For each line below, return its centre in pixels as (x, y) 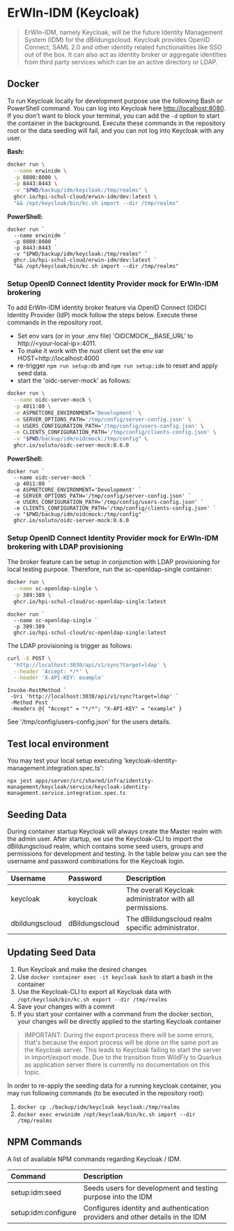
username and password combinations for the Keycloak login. (96, 861)
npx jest (20, 781)
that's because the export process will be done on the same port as (121, 1042)
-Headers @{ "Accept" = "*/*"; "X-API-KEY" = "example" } (96, 709)
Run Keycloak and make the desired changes (82, 969)
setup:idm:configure (44, 1212)
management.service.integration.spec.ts (67, 793)
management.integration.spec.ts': (56, 768)
